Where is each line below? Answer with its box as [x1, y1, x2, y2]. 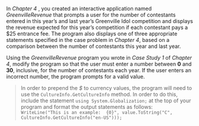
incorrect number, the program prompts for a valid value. [6, 73, 146, 80]
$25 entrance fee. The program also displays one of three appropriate [6, 30, 178, 37]
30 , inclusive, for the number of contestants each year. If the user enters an [6, 67, 192, 73]
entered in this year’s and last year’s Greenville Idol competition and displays [6, 18, 193, 24]
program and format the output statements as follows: [20, 104, 153, 110]
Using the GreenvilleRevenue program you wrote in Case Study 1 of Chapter [6, 54, 192, 61]
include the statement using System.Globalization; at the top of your [20, 97, 191, 104]
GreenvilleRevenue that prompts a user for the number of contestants [6, 11, 176, 18]
